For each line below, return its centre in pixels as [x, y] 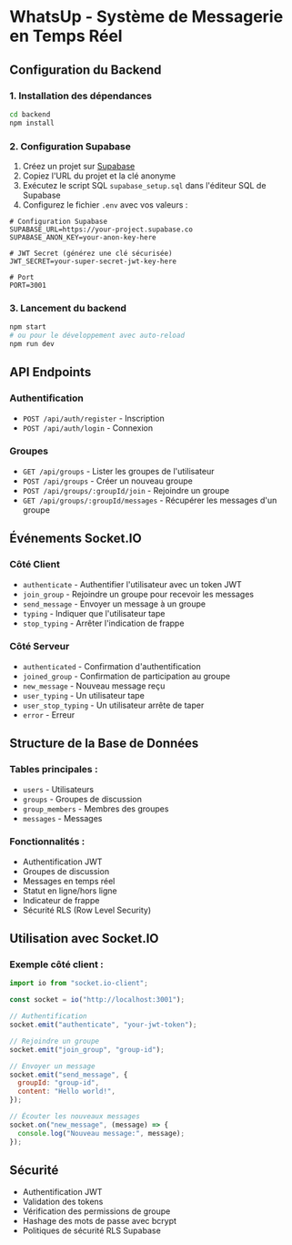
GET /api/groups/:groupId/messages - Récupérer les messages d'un [150, 500]
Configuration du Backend [86, 70]
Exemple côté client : [56, 964]
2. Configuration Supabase [70, 146]
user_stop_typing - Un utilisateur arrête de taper [113, 705]
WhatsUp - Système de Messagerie [146, 17]
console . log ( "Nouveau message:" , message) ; [101, 1133]
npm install [32, 123]
